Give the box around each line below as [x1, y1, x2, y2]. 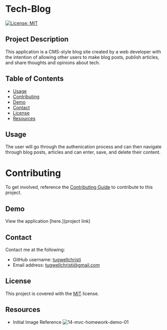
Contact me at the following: [5, 246, 65, 253]
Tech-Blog [5, 3, 51, 15]
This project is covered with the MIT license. [5, 290, 99, 297]
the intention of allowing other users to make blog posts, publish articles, [5, 54, 159, 60]
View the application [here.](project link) [5, 218, 91, 224]
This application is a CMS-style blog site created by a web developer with [5, 48, 161, 54]
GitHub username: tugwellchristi [12, 256, 81, 262]
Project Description [5, 35, 69, 44]
